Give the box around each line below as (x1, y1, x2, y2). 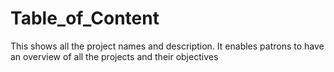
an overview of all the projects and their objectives (10, 50, 219, 62)
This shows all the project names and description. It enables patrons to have (10, 40, 325, 52)
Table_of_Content (10, 7, 160, 30)
